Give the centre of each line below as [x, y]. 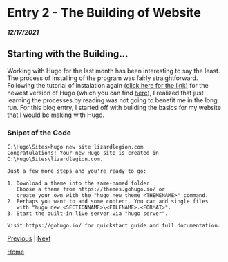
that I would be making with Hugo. [56, 115]
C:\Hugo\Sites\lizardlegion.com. [55, 159]
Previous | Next [29, 238]
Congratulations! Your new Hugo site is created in [83, 153]
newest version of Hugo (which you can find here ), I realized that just [105, 93]
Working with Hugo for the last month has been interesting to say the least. [114, 71]
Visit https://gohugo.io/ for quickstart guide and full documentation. [114, 225]
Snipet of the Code [39, 133]
